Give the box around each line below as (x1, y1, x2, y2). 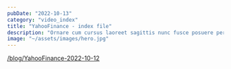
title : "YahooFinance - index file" (7, 23, 112, 29)
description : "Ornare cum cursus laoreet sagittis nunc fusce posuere (7, 29, 214, 36)
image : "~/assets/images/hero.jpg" (7, 36, 109, 42)
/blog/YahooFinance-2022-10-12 (7, 54, 100, 62)
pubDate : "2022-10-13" (7, 10, 72, 17)
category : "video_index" (7, 16, 78, 23)
